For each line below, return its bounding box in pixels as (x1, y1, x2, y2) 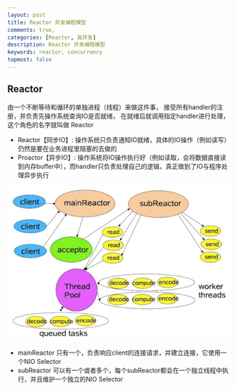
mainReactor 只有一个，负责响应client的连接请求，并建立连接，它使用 (17, 348, 221, 357)
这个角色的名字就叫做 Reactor (7, 120, 94, 129)
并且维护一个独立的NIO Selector (30, 374, 124, 383)
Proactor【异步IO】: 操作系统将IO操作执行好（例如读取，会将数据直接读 (17, 153, 227, 162)
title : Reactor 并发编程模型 (7, 18, 87, 26)
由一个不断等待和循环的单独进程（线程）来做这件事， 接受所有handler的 (7, 102, 217, 111)
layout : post (7, 11, 46, 18)
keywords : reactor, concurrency (7, 49, 102, 56)
